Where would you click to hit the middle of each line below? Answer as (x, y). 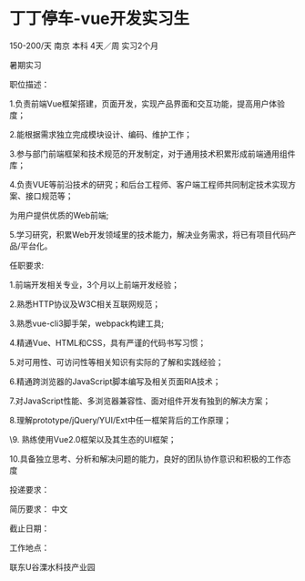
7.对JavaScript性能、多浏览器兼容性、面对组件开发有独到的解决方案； (140, 401)
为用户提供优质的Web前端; (59, 215)
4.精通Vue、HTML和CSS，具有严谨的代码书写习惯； (108, 342)
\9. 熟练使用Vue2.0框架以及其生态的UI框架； (93, 439)
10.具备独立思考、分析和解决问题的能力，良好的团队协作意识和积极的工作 (147, 459)
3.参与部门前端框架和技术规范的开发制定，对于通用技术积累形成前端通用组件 (152, 153)
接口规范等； (49, 196)
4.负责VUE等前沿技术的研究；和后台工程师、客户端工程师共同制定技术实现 (149, 184)
